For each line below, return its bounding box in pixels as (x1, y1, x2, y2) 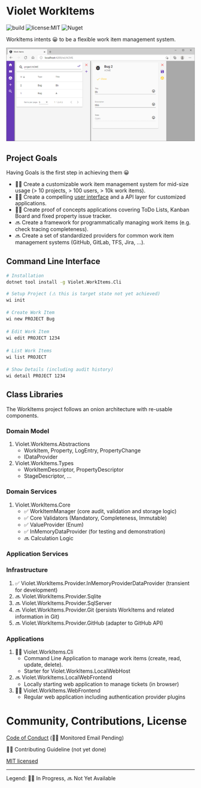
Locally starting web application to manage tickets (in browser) (23, 681, 179, 688)
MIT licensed (6, 757, 38, 765)
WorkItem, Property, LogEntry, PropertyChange (23, 447, 141, 454)
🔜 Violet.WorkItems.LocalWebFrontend (14, 674, 112, 681)
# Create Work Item (6, 310, 55, 316)
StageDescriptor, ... (23, 472, 72, 480)
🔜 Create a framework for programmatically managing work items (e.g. (14, 219, 191, 226)
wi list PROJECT (6, 354, 47, 360)
